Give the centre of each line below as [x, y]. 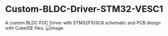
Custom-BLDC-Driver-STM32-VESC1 [84, 9]
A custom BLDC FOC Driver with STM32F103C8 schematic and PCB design [83, 23]
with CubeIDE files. [25, 28]
